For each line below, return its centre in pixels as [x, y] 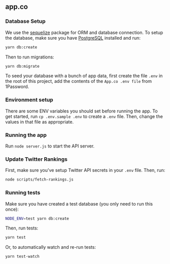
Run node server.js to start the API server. [50, 146]
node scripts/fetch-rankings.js [39, 180]
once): [12, 209]
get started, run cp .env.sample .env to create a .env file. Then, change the [84, 116]
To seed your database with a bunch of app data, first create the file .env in [84, 76]
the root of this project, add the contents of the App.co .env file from [79, 81]
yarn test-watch [22, 257]
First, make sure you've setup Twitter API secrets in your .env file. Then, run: [85, 170]
